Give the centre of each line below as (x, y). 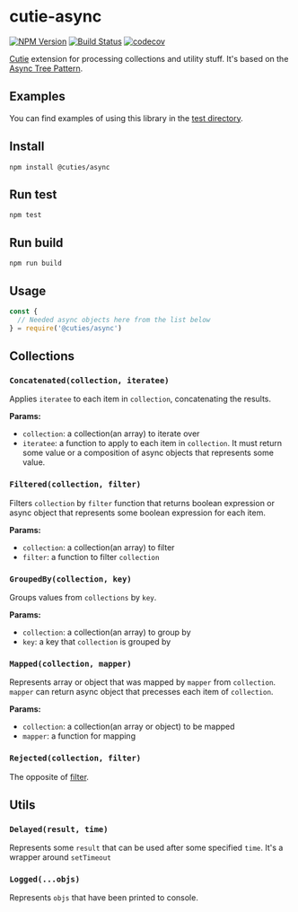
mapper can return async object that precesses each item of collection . (141, 692)
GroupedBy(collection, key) (70, 579)
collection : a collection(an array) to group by (106, 632)
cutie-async (56, 17)
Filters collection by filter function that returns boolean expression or (142, 503)
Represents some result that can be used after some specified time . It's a (146, 848)
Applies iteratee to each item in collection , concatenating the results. (140, 399)
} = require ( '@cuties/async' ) (66, 328)
